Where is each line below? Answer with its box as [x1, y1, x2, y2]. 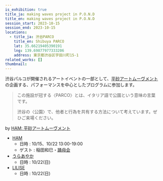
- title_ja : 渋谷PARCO [9, 35, 54, 40]
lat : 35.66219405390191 [14, 44, 62, 48]
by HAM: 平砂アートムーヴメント [5, 125, 71, 131]
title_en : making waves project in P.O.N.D [5, 16, 95, 21]
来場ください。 [25, 115, 56, 121]
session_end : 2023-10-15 [5, 25, 56, 30]
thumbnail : [5, 62, 27, 67]
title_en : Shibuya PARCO [14, 39, 64, 44]
